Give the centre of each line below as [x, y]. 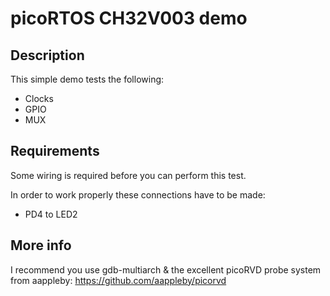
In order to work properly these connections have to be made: [138, 194]
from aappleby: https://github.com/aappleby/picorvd [118, 280]
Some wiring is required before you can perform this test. [128, 175]
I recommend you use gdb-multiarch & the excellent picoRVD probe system [166, 269]
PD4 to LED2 [51, 214]
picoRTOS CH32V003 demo [129, 18]
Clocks [39, 98]
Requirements [55, 151]
